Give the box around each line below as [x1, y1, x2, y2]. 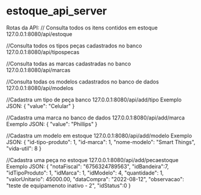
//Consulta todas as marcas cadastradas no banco [6, 60, 131, 67]
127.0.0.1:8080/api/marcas [6, 66, 71, 73]
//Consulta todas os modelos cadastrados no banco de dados [6, 78, 159, 85]
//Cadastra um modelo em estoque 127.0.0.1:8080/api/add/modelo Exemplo [6, 132, 192, 139]
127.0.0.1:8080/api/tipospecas [6, 48, 80, 55]
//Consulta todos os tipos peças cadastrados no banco [6, 42, 142, 49]
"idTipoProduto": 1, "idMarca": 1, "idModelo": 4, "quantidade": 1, [6, 169, 164, 176]
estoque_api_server [6, 4, 107, 18]
